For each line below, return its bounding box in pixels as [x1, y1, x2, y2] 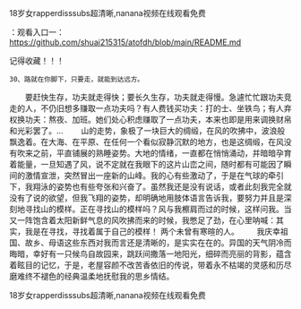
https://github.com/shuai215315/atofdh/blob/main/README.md [9, 37, 242, 47]
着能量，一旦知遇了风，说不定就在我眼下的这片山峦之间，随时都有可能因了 [9, 159, 284, 169]
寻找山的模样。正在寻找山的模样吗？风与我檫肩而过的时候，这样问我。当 [24, 204, 292, 214]
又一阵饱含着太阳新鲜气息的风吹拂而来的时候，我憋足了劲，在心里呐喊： [9, 215, 276, 226]
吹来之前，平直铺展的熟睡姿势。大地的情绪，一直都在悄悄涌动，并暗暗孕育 [16, 148, 292, 159]
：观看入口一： [9, 27, 64, 38]
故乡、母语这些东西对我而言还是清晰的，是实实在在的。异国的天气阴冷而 [24, 237, 292, 248]
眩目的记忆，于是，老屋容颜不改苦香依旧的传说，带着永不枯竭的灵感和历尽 [16, 260, 292, 270]
